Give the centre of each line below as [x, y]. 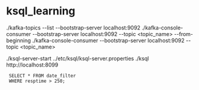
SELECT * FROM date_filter [42, 76]
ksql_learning [41, 11]
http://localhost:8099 [32, 65]
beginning [19, 40]
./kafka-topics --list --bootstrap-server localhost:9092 [73, 28]
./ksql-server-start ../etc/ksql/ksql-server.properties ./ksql [78, 58]
